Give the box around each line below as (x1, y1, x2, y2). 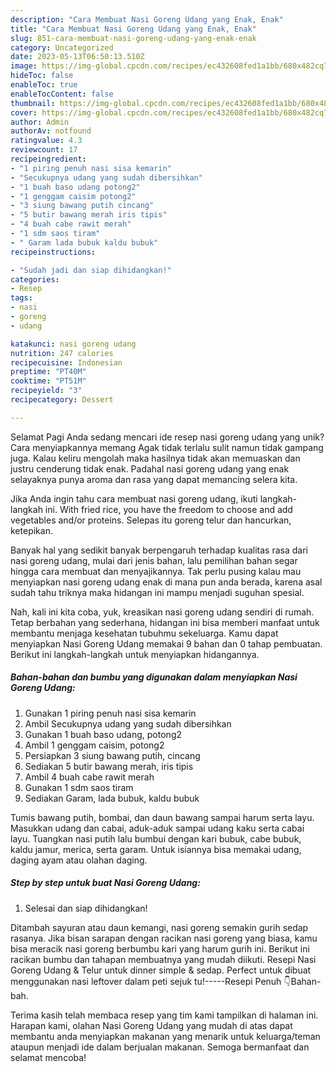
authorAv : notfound (10, 126, 92, 136)
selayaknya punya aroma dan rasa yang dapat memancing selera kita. (10, 473, 298, 485)
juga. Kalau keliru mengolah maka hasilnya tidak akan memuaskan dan (10, 452, 301, 464)
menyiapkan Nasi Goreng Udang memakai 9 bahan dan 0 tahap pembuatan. (10, 637, 323, 650)
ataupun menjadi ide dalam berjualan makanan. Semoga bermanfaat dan (10, 1041, 310, 1053)
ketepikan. (10, 524, 53, 536)
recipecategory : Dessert (10, 395, 114, 405)
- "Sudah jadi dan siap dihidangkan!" (10, 265, 172, 275)
